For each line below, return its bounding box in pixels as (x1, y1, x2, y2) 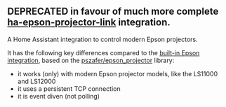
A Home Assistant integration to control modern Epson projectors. (7, 35, 198, 43)
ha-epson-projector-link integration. (7, 17, 171, 29)
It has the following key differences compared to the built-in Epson (7, 48, 200, 57)
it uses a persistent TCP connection (17, 84, 121, 93)
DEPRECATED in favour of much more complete (7, 6, 219, 17)
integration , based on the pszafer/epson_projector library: (7, 56, 175, 64)
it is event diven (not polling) (17, 92, 100, 100)
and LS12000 (17, 77, 56, 85)
